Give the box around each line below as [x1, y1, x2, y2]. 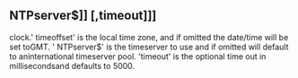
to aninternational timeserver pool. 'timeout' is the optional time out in [9, 50, 267, 62]
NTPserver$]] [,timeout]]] [9, 8, 157, 23]
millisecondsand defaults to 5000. [9, 60, 136, 71]
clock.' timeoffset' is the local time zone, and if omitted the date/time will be [9, 31, 289, 42]
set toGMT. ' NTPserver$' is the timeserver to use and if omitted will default [9, 41, 289, 52]
